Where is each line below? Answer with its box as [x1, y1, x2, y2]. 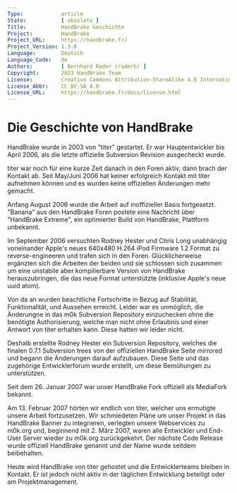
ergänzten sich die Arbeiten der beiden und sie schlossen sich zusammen [7, 259, 222, 268]
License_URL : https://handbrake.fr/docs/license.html [7, 89, 181, 96]
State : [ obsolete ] [7, 17, 99, 24]
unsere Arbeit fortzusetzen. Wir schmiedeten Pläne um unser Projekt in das [7, 411, 226, 420]
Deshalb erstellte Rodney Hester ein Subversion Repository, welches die [7, 339, 217, 348]
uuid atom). [7, 282, 41, 290]
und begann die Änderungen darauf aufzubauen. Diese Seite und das [7, 354, 209, 362]
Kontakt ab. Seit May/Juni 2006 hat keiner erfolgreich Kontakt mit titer [7, 172, 210, 180]
